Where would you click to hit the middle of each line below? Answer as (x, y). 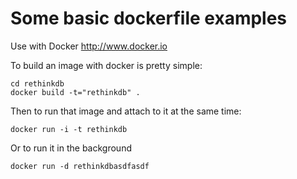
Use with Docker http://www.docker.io (89, 46)
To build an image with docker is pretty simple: (106, 65)
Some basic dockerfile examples (149, 18)
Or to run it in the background (71, 148)
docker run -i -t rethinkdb (69, 129)
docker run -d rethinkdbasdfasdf (80, 166)
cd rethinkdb (37, 83)
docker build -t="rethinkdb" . (75, 92)
